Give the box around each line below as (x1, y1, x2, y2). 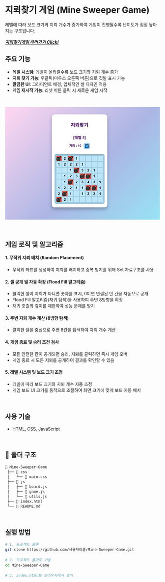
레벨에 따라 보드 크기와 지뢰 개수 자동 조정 (12, 381, 92, 387)
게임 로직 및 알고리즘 (5, 240, 63, 249)
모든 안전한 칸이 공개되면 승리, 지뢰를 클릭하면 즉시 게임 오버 (12, 351, 128, 357)
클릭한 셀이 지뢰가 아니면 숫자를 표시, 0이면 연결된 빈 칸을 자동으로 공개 (12, 291, 149, 297)
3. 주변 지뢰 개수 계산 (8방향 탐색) (5, 315, 69, 321)
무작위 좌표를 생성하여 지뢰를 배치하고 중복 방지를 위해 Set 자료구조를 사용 (12, 266, 154, 273)
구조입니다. (14, 28, 36, 33)
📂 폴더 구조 (5, 450, 37, 459)
